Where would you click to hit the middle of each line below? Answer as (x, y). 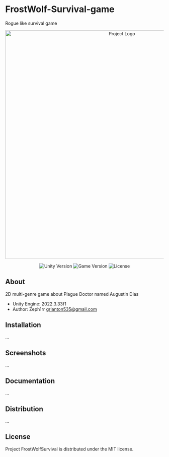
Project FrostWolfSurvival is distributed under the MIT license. (69, 449)
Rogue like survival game (31, 23)
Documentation (30, 381)
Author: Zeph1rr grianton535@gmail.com (55, 309)
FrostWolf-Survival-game (60, 9)
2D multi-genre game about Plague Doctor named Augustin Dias (72, 294)
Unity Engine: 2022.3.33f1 (39, 304)
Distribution (24, 409)
